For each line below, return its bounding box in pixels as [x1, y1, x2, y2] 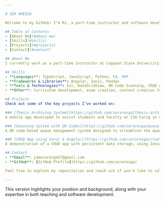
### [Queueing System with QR [5, 124, 67, 128]
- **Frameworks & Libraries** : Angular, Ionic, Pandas [5, 79, 120, 84]
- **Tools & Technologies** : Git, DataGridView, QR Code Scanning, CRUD [5, 83, 157, 88]
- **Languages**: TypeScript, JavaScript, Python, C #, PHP [5, 74, 129, 79]
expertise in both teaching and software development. [5, 191, 114, 197]
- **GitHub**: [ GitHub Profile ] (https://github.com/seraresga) [5, 159, 137, 164]
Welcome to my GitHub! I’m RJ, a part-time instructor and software [5, 20, 148, 25]
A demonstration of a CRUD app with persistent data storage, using [5, 142, 148, 147]
